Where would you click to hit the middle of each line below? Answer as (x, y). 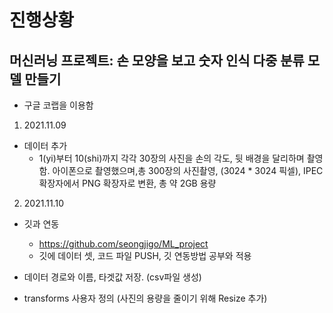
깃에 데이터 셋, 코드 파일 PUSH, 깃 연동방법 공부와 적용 (145, 255)
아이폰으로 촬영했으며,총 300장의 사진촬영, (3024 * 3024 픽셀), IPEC (188, 170)
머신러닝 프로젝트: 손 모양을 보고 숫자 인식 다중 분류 (157, 60)
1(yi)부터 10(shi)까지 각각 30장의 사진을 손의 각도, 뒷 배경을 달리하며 (171, 158)
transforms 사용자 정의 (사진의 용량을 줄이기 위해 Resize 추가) (145, 298)
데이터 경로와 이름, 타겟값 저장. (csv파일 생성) (112, 277)
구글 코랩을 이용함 (58, 105)
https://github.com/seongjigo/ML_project (123, 244)
